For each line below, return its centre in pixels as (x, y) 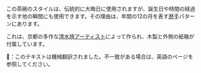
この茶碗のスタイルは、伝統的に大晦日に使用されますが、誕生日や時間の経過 (101, 9)
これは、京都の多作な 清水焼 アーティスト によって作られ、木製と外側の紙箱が (100, 36)
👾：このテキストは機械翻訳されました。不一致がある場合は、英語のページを (100, 57)
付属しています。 (27, 44)
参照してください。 (30, 64)
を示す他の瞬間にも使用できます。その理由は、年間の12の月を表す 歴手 (93, 16)
